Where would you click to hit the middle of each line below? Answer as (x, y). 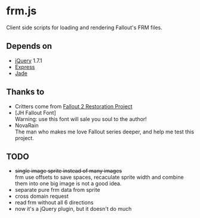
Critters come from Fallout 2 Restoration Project (73, 106)
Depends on (29, 46)
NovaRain (27, 125)
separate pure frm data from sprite (57, 190)
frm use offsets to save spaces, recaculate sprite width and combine (99, 177)
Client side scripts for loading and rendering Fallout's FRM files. (84, 27)
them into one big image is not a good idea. (68, 183)
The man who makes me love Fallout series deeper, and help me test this (104, 132)
